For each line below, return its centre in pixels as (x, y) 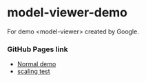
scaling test (33, 71)
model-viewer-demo (67, 13)
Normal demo (36, 64)
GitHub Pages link (38, 49)
